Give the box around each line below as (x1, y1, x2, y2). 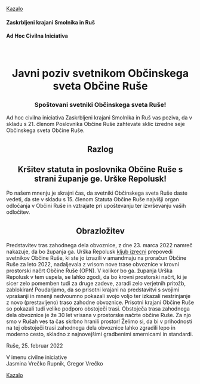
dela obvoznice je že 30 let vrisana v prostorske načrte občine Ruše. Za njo (6, 312, 192, 319)
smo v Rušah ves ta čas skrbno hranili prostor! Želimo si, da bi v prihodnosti (6, 318, 193, 325)
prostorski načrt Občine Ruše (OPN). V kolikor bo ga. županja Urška (6, 267, 173, 274)
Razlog (87, 144, 113, 154)
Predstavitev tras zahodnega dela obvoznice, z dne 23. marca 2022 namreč (6, 242, 193, 249)
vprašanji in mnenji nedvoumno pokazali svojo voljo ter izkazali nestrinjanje (6, 293, 191, 300)
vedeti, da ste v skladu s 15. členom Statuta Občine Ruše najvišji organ (6, 196, 179, 203)
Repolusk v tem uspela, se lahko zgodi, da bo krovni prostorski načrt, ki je (6, 274, 187, 281)
